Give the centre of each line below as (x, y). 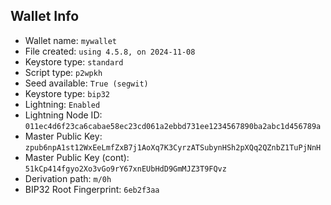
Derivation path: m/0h (68, 178)
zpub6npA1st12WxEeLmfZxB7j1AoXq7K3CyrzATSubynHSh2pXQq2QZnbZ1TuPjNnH (173, 147)
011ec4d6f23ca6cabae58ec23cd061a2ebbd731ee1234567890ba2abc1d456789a (173, 126)
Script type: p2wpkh (63, 72)
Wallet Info (45, 16)
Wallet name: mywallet (71, 40)
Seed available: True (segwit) (86, 83)
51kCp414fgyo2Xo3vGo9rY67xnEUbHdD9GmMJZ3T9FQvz (125, 169)
